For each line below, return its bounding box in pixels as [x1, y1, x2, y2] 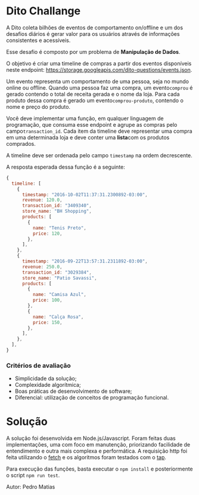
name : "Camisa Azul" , [32, 292, 86, 298]
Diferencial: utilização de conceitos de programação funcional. [14, 394, 169, 401]
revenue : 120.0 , [21, 197, 63, 203]
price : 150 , [32, 319, 63, 325]
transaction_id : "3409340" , [21, 203, 92, 209]
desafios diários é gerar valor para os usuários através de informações [6, 30, 180, 37]
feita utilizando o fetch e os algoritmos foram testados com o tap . [6, 454, 167, 461]
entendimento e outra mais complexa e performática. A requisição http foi [6, 447, 188, 455]
